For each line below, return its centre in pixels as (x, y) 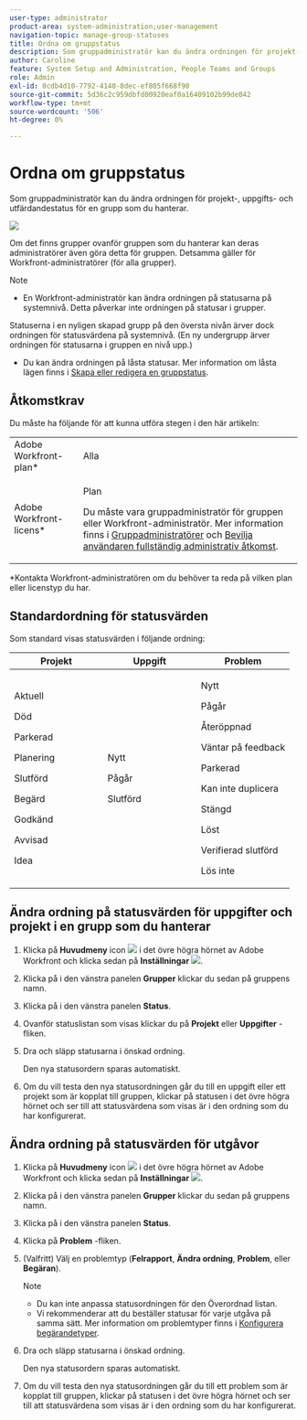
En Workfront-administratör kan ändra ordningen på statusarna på (147, 298)
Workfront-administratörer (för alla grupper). (93, 262)
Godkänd (34, 819)
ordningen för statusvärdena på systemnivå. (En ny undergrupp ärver (140, 336)
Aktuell (29, 696)
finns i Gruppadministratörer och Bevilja (168, 534)
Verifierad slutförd (239, 849)
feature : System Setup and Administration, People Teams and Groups (143, 69)
